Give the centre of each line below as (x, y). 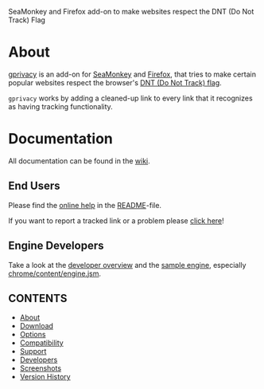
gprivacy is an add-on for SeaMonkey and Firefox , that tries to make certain (132, 74)
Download (37, 326)
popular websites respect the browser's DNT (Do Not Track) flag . (115, 82)
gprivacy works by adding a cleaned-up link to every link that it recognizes (130, 98)
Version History (45, 377)
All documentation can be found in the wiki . (80, 161)
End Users (34, 186)
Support (33, 352)
